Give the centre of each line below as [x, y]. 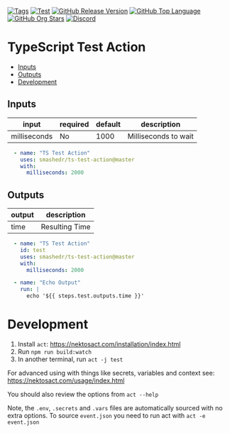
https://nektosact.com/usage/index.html [66, 380]
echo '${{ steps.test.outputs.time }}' [85, 296]
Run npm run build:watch [55, 352]
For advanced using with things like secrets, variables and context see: [111, 373]
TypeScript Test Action [77, 47]
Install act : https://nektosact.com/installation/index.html [99, 344]
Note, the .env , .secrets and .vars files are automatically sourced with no [115, 408]
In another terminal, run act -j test [70, 359]
